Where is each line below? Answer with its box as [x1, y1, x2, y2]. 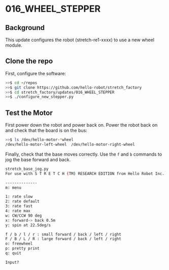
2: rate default [5, 199, 40, 204]
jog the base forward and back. [5, 156, 71, 163]
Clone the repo [5, 57, 53, 66]
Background [5, 23, 45, 32]
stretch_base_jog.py [5, 166, 49, 171]
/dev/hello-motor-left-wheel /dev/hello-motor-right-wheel [5, 142, 136, 147]
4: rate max [5, 208, 30, 214]
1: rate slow [5, 194, 33, 199]
